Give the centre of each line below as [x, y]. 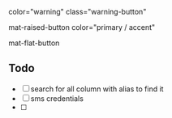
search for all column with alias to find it [97, 89]
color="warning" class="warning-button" [77, 12]
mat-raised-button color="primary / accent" [82, 27]
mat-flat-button [34, 43]
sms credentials [57, 98]
